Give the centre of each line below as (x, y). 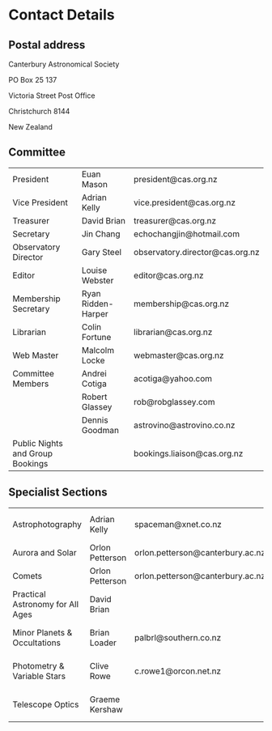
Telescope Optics (46, 704)
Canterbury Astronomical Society (64, 64)
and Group (33, 453)
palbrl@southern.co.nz (178, 637)
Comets (28, 576)
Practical (29, 594)
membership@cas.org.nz (181, 304)
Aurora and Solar (45, 552)
